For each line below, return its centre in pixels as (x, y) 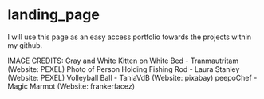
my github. (25, 45)
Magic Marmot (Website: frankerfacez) (71, 86)
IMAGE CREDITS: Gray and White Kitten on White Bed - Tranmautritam (123, 61)
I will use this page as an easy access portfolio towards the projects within (130, 37)
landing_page (54, 15)
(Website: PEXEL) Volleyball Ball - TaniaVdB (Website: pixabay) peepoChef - (132, 77)
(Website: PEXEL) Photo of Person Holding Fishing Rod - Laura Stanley (124, 69)
